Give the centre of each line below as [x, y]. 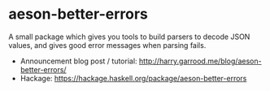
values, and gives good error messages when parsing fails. [107, 45]
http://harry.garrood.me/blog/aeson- [200, 61]
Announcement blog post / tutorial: [78, 61]
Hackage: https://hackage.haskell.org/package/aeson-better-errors [133, 78]
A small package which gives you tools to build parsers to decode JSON [129, 37]
